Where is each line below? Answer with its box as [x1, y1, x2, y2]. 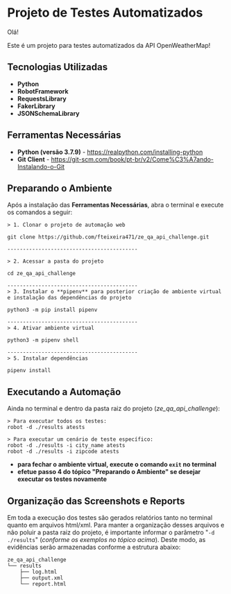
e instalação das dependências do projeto [7, 295, 132, 302]
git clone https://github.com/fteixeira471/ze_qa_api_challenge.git [7, 234, 209, 241]
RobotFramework [17, 87, 69, 95]
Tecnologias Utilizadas [7, 61, 108, 73]
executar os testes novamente [17, 475, 108, 483]
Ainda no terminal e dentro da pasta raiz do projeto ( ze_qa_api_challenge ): [7, 404, 221, 413]
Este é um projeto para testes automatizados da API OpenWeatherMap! [7, 41, 211, 49]
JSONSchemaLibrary [17, 109, 80, 117]
